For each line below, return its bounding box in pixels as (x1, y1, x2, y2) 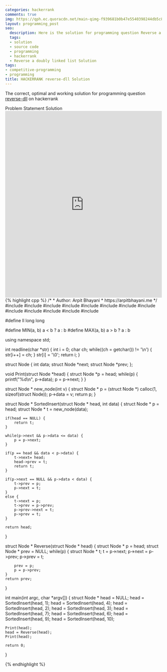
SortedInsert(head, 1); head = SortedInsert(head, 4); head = (5, 600, 128, 606)
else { (5, 494, 19, 499)
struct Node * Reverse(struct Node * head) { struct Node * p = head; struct (5, 543, 159, 549)
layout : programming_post (5, 21, 59, 26)
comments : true (5, 12, 37, 17)
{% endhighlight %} (5, 661, 46, 667)
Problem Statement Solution (5, 105, 63, 111)
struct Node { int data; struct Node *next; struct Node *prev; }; (5, 361, 133, 367)
